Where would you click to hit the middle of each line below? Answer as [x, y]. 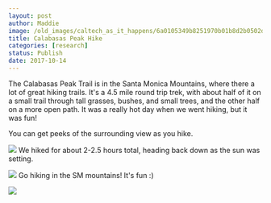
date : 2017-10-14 [38, 61]
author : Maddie [34, 23]
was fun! [23, 118]
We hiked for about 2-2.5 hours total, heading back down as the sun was [139, 150]
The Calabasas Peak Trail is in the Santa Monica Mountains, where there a [132, 83]
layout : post [30, 16]
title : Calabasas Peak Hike [56, 38]
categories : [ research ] [48, 46]
